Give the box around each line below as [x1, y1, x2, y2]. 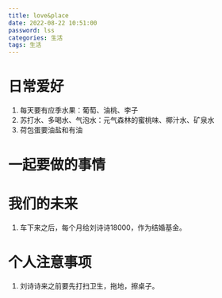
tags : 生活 [8, 41, 42, 49]
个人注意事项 [8, 254, 93, 272]
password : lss [8, 26, 55, 34]
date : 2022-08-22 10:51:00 [8, 19, 98, 27]
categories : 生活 [8, 33, 63, 42]
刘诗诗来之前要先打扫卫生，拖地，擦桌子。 [19, 281, 159, 291]
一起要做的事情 [8, 156, 106, 174]
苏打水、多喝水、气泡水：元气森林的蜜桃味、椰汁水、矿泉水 [19, 116, 215, 125]
